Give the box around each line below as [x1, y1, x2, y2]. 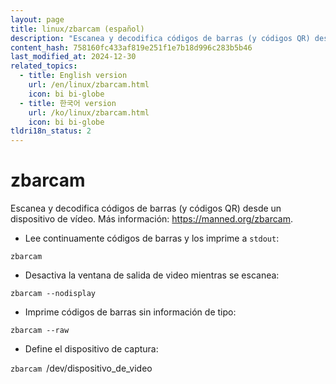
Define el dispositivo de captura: [24, 343, 159, 355]
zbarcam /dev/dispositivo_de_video [10, 362, 153, 375]
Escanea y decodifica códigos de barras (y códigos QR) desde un [10, 202, 282, 215]
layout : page [10, 14, 65, 25]
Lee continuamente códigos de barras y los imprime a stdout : [24, 232, 280, 245]
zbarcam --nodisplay [10, 289, 97, 299]
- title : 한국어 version [19, 98, 117, 108]
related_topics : [10, 61, 78, 71]
